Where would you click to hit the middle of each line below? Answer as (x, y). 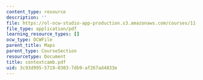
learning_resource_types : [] (43, 34)
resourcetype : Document (36, 57)
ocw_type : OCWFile (29, 40)
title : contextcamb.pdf (36, 62)
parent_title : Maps (31, 46)
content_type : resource (36, 12)
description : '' (27, 17)
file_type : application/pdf (42, 29)
